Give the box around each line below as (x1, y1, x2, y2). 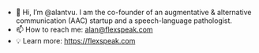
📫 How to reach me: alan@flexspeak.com (15, 25, 153, 34)
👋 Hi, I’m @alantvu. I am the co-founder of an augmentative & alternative (15, 8, 252, 17)
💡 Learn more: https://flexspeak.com (15, 36, 136, 45)
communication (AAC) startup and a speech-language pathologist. (15, 16, 233, 25)
